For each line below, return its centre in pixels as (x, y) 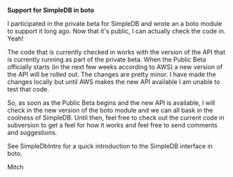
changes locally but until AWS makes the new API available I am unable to (114, 82)
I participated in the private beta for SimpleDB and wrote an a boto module (115, 23)
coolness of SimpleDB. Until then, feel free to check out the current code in (116, 118)
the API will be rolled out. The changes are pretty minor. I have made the (112, 74)
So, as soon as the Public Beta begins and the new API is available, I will (111, 103)
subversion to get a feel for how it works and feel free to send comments (112, 125)
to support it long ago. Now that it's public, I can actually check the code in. (116, 31)
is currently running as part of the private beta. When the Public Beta (107, 59)
